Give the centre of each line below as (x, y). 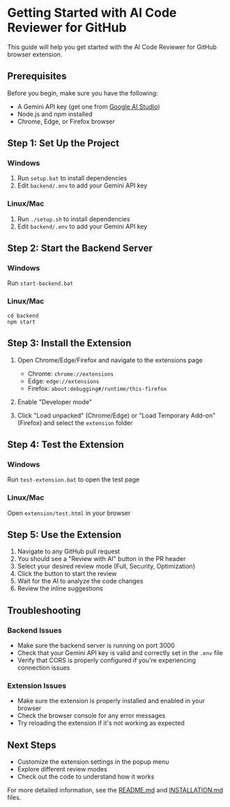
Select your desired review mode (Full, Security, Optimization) (106, 567)
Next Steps (32, 745)
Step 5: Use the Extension (64, 535)
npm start (22, 322)
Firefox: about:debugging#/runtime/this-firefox (97, 388)
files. (14, 798)
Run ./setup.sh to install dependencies (74, 219)
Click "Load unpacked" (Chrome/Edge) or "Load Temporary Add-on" (116, 415)
